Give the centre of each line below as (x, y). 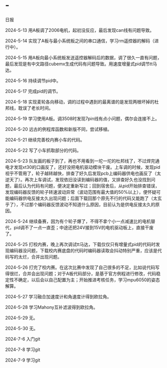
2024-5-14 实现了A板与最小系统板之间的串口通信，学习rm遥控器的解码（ (80, 41)
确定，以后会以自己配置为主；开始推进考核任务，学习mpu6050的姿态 (89, 280)
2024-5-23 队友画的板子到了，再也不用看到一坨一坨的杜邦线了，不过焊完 (80, 161)
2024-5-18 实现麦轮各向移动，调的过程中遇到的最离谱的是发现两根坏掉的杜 (82, 102)
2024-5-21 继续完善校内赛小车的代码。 (45, 139)
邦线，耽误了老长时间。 (29, 108)
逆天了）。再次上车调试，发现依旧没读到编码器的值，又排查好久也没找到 (78, 179)
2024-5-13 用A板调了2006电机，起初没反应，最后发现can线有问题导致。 (80, 30)
